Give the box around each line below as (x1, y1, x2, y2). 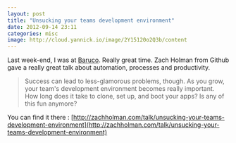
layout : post (7, 10, 46, 18)
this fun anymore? (24, 99, 77, 108)
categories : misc (7, 30, 58, 37)
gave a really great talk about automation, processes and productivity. (7, 63, 211, 72)
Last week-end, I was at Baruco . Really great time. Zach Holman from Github (7, 56, 230, 64)
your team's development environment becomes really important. (24, 85, 215, 93)
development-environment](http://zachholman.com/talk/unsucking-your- (7, 120, 220, 129)
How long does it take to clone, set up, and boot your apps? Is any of (24, 92, 225, 101)
